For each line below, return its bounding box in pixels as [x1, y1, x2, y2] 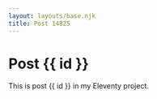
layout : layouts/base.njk [8, 11, 95, 20]
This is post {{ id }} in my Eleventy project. [8, 81, 150, 91]
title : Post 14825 [8, 19, 70, 28]
